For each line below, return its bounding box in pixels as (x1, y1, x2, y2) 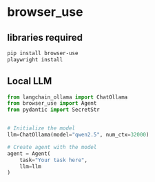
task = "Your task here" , (19, 156, 88, 163)
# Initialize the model (7, 125, 76, 132)
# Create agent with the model (7, 143, 97, 150)
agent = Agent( (7, 150, 51, 157)
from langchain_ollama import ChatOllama (7, 94, 128, 101)
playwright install (7, 56, 63, 63)
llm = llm (19, 163, 41, 170)
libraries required (7, 32, 83, 43)
